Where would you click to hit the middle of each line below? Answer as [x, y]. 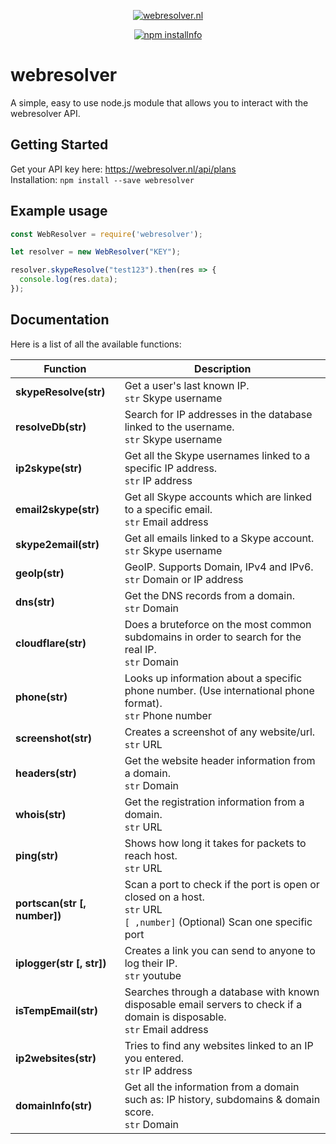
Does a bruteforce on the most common [218, 624]
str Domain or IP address [184, 579]
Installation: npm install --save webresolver [102, 179]
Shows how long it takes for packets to [215, 843]
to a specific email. [168, 509]
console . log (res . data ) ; [68, 280]
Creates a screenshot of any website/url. [220, 732]
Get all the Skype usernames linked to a [217, 455]
